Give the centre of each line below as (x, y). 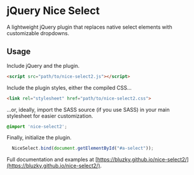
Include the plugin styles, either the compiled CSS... (69, 88)
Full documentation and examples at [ (52, 160)
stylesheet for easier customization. (50, 116)
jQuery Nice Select (53, 11)
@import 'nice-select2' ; (37, 126)
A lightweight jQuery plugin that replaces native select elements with (89, 27)
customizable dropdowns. (38, 33)
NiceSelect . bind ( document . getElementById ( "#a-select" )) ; (83, 148)
